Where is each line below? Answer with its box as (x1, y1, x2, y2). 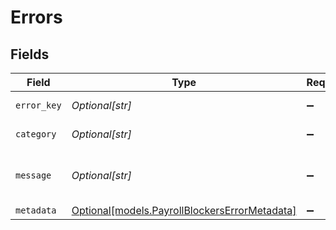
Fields (10, 46, 50, 63)
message (15, 170, 52, 181)
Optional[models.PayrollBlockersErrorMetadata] (71, 204, 297, 217)
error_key (15, 100, 62, 111)
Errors (10, 6, 63, 29)
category (15, 129, 57, 140)
